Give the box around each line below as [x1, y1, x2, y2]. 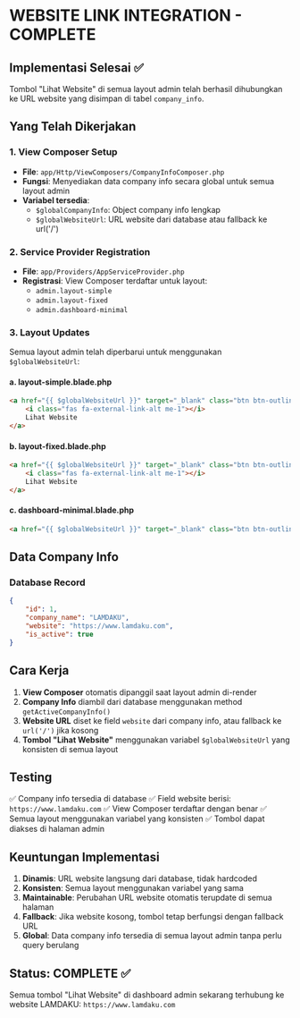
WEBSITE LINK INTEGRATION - [9, 5, 243, 26]
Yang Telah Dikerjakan [9, 119, 137, 134]
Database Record [9, 576, 87, 589]
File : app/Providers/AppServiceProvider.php [21, 266, 185, 276]
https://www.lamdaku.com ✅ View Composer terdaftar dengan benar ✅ [9, 803, 268, 814]
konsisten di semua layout [21, 743, 119, 754]
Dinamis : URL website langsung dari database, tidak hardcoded [21, 873, 257, 884]
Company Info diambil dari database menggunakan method [21, 696, 243, 707]
